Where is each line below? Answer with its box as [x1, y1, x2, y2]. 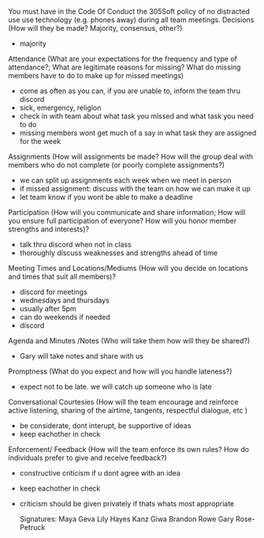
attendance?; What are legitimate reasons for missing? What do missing [8, 62, 241, 72]
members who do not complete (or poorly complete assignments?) [8, 160, 225, 169]
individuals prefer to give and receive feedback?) [8, 453, 167, 462]
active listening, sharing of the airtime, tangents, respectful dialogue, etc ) [8, 406, 248, 415]
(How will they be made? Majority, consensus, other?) [8, 24, 183, 32]
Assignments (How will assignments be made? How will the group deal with [8, 152, 254, 161]
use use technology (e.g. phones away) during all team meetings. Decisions [8, 15, 255, 24]
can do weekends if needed [19, 312, 110, 322]
